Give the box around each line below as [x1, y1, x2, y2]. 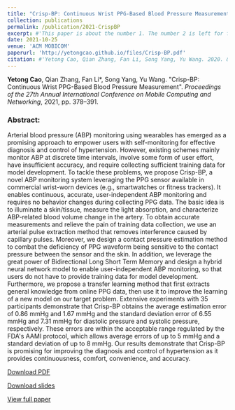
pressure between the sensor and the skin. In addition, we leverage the [7, 250, 212, 259]
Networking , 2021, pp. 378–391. [7, 97, 99, 106]
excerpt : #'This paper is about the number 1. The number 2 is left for [7, 29, 224, 37]
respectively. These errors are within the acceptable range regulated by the [7, 324, 225, 333]
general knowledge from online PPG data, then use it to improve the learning [7, 287, 228, 296]
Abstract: [7, 115, 41, 125]
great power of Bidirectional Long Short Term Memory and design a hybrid [7, 257, 222, 266]
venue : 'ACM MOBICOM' [7, 43, 71, 50]
